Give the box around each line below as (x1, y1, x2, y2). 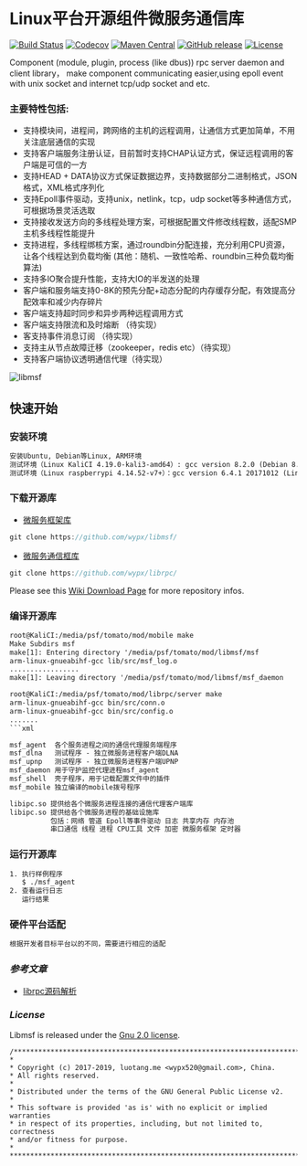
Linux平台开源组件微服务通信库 (9, 8, 245, 29)
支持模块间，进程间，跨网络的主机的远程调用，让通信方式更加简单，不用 (22, 125, 295, 136)
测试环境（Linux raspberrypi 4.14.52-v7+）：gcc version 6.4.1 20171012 (9, 468, 280, 478)
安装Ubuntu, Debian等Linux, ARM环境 (9, 451, 143, 461)
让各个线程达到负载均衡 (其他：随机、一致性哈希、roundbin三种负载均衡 (22, 250, 294, 261)
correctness (9, 1127, 55, 1136)
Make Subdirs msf (9, 639, 76, 649)
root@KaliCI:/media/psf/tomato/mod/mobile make (9, 631, 195, 640)
